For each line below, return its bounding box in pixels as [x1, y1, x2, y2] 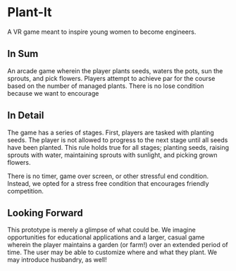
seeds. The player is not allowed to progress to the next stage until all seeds [7, 135, 228, 144]
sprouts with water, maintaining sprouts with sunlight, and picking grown [7, 151, 218, 159]
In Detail [7, 110, 44, 122]
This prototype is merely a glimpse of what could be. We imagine [7, 226, 196, 234]
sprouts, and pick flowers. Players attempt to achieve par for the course [7, 74, 216, 82]
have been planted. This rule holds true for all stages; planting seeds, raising [7, 143, 230, 151]
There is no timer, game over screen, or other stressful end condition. [7, 172, 209, 180]
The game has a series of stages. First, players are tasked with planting [7, 128, 215, 137]
